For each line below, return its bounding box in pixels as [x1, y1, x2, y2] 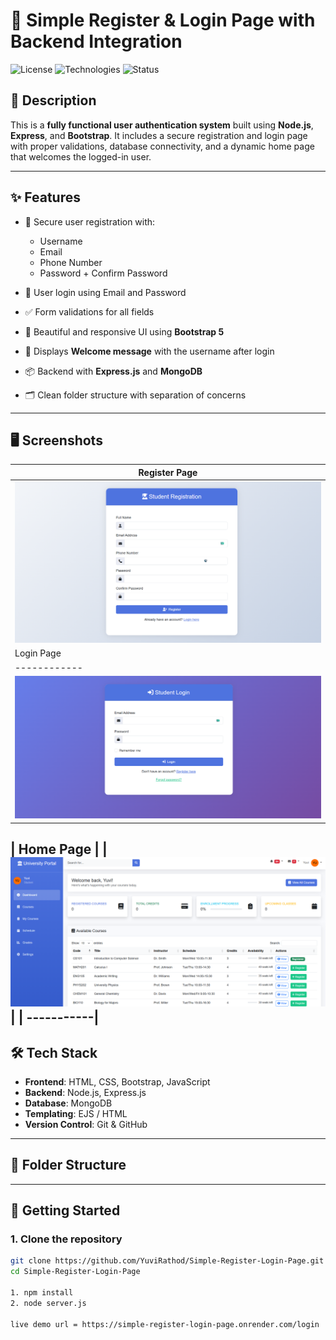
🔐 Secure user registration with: [24, 215, 156, 228]
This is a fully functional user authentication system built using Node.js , [10, 119, 314, 131]
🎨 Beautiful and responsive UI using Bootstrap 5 [24, 325, 225, 338]
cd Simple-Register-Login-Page [10, 1267, 141, 1277]
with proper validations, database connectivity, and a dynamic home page [10, 140, 315, 152]
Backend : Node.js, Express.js [24, 1086, 147, 1098]
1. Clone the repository [10, 1232, 123, 1246]
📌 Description [10, 92, 97, 109]
